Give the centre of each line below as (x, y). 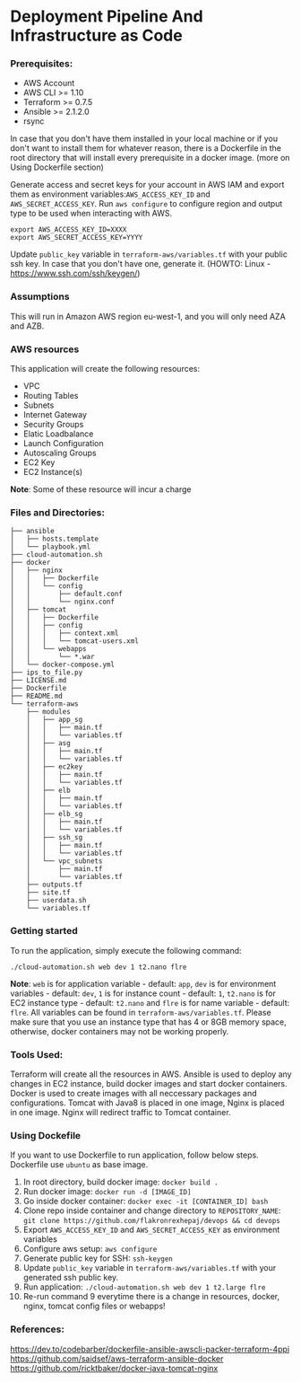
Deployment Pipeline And (107, 17)
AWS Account (49, 84)
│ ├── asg (48, 744)
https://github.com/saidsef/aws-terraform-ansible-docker (117, 1359)
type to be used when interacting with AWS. (91, 214)
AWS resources (45, 349)
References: (38, 1329)
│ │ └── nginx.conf (63, 602)
